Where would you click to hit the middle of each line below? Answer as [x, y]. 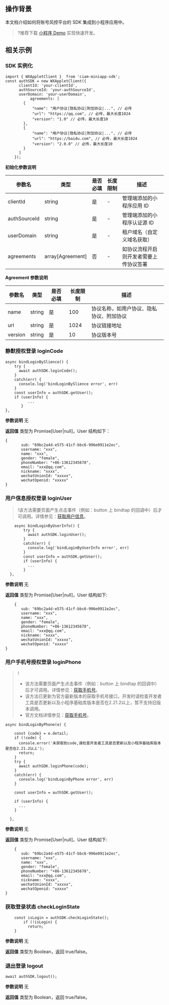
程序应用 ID [136, 205]
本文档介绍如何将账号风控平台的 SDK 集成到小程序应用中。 [66, 22]
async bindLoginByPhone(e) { [36, 725]
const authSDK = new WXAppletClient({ [46, 81]
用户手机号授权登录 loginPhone [43, 662]
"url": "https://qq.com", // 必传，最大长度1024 [81, 114]
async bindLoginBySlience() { [37, 362]
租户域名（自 [138, 232]
